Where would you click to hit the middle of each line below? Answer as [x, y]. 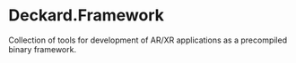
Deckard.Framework [87, 16]
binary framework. [43, 49]
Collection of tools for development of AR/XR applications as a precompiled [148, 40]
